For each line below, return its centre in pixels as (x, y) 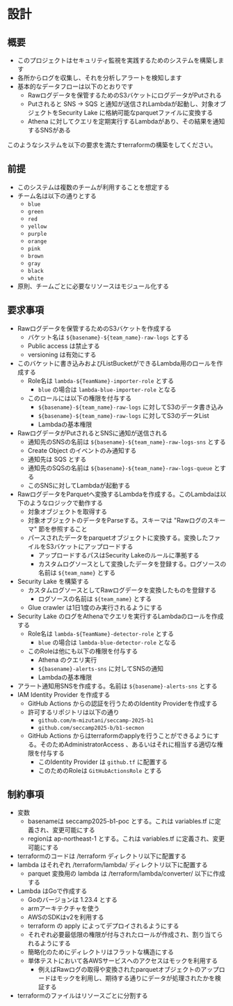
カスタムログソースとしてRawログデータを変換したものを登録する (122, 590)
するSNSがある (49, 130)
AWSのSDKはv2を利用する (66, 917)
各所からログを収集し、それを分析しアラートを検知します (99, 78)
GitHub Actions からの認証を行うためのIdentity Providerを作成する (122, 703)
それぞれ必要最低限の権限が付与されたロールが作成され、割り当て (122, 935)
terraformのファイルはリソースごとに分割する (82, 996)
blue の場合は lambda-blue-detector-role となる (107, 642)
